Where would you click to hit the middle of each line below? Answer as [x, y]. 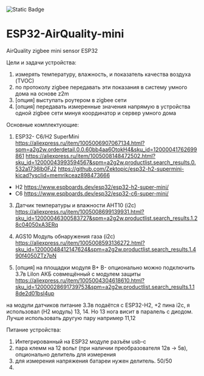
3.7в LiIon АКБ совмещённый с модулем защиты [78, 274]
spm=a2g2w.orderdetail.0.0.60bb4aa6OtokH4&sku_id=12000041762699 [106, 149]
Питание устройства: [34, 330]
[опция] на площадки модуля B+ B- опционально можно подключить [105, 267]
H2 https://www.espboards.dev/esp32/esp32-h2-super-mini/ [92, 187]
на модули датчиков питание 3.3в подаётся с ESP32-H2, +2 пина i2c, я [98, 305]
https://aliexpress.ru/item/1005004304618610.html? [80, 280]
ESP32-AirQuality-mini [65, 34]
